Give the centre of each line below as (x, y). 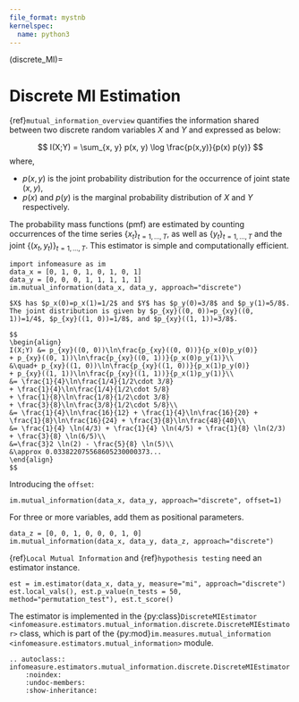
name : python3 (43, 34)
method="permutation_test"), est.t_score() (92, 599)
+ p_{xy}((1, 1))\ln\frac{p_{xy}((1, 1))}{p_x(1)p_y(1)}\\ (122, 373)
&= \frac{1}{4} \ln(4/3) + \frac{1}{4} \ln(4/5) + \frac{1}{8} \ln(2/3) (148, 428)
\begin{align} (36, 342)
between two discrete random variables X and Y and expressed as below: (145, 130)
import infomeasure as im (57, 264)
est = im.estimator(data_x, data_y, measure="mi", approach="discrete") (148, 584)
